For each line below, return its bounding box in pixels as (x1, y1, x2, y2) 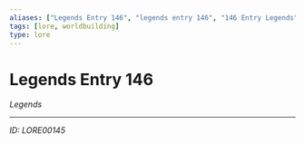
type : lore (9, 30, 51, 39)
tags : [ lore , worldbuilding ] (9, 22, 120, 31)
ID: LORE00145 (9, 125, 66, 136)
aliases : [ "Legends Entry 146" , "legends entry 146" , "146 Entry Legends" (9, 13, 299, 23)
